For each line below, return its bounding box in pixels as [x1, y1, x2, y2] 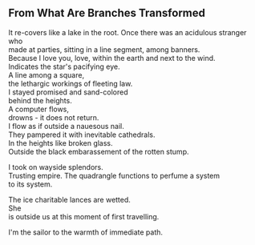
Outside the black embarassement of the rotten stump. [8, 147, 189, 156]
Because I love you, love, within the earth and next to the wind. [8, 53, 216, 62]
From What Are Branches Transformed [8, 6, 206, 20]
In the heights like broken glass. [8, 138, 114, 147]
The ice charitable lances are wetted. [8, 195, 131, 204]
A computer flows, [8, 104, 70, 114]
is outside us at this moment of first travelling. [8, 211, 160, 221]
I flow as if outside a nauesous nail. [8, 121, 124, 131]
